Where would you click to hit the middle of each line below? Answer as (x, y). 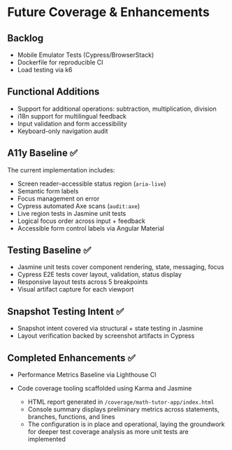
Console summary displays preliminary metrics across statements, (124, 409)
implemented (47, 439)
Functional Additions (53, 92)
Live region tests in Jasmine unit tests (72, 213)
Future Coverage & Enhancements (108, 12)
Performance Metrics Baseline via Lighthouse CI (87, 375)
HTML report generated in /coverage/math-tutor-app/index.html (121, 402)
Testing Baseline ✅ (49, 251)
